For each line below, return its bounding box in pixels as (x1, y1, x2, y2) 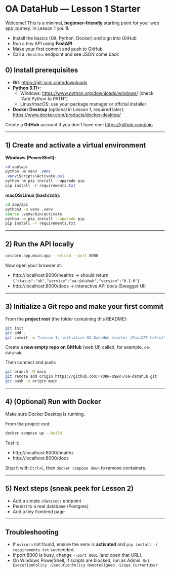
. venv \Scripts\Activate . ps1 (5, 173, 65, 179)
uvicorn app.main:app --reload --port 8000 (5, 253, 99, 259)
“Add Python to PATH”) (20, 95, 68, 101)
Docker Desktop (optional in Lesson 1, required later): (12, 106, 125, 112)
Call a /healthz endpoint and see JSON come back (12, 51, 119, 57)
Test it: (5, 440, 20, 446)
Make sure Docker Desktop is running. (5, 411, 85, 417)
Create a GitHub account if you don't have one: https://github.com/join (5, 121, 153, 127)
